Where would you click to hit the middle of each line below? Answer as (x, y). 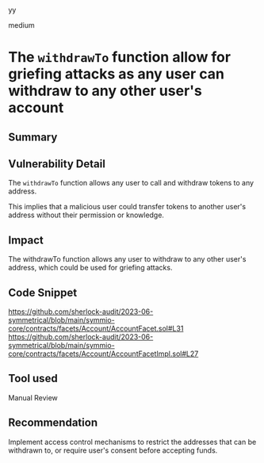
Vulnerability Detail (57, 164)
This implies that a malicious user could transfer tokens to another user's (127, 207)
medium (21, 25)
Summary (33, 137)
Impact (26, 240)
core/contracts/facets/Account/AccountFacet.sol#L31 (96, 329)
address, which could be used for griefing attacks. (90, 268)
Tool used (33, 379)
